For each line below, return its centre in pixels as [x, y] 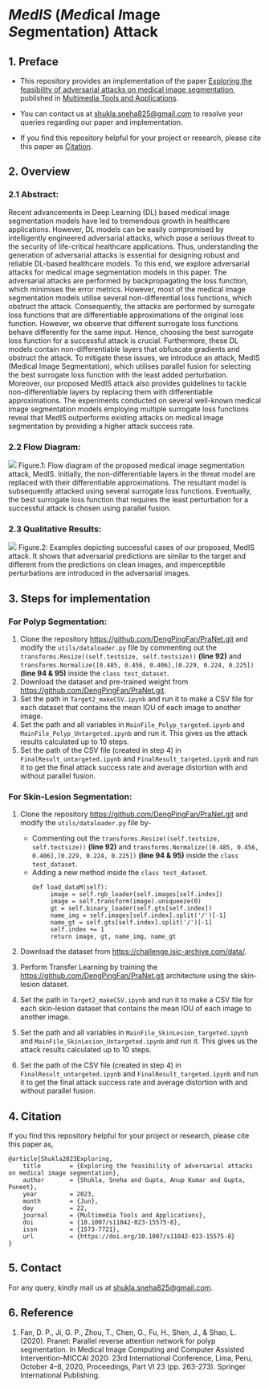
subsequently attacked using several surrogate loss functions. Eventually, [130, 491]
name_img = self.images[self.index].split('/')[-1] [139, 915]
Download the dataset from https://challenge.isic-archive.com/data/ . [133, 952]
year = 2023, [59, 1194]
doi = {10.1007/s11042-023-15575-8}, [102, 1223]
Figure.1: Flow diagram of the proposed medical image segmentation [131, 465]
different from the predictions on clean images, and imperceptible [117, 564]
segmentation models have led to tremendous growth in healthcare [119, 221]
